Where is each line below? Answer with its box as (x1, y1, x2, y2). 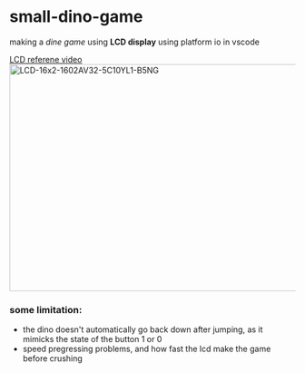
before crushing (22, 353, 84, 364)
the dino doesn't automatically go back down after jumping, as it (22, 324, 263, 335)
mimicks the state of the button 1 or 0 (22, 334, 162, 345)
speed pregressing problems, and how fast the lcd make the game (22, 343, 271, 355)
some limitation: (9, 303, 83, 316)
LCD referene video (9, 54, 83, 64)
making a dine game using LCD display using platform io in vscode (9, 36, 261, 47)
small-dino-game (9, 6, 143, 27)
